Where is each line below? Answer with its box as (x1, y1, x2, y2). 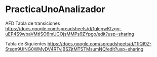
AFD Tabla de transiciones (5, 20, 60, 26)
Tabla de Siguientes (5, 40, 47, 46)
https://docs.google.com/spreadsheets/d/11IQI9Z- (47, 40, 152, 46)
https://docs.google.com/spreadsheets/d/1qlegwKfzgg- (5, 25, 122, 31)
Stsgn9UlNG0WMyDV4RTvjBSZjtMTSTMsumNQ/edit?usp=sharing (5, 46, 144, 52)
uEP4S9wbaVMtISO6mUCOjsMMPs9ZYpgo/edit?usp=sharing (5, 31, 134, 37)
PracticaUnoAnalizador (5, 4, 105, 15)
